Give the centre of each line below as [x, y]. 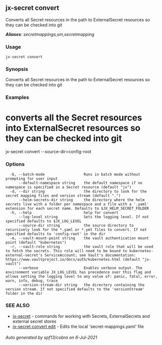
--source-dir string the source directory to [76, 225]
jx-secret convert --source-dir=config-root [49, 152]
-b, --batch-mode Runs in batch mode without [75, 174]
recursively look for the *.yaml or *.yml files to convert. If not [76, 230]
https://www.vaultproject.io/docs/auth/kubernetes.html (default [73, 259]
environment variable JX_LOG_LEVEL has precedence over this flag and [78, 272]
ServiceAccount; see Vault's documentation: [90, 255]
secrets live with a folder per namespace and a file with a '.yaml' [77, 204]
